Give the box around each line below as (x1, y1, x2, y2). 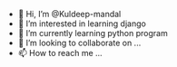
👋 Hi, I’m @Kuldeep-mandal (17, 9, 122, 19)
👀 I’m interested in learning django (17, 18, 147, 29)
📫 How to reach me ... (17, 48, 103, 58)
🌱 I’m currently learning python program (17, 28, 168, 38)
